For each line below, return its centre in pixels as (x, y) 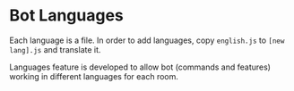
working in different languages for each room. (94, 76)
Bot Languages (66, 16)
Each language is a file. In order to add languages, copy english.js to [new (147, 40)
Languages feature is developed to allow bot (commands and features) (140, 67)
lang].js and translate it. (55, 49)
